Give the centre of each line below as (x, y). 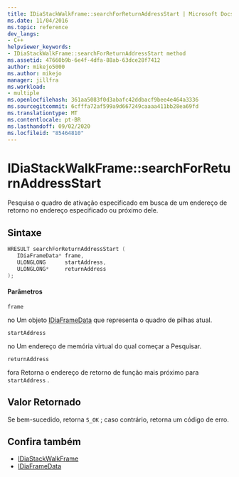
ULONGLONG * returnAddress (62, 269)
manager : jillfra (33, 80)
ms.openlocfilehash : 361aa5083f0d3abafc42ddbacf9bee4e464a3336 (103, 100)
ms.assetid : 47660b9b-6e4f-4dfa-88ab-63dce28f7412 (84, 60)
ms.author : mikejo (34, 73)
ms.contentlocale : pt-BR (44, 119)
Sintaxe (25, 233)
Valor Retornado (44, 402)
